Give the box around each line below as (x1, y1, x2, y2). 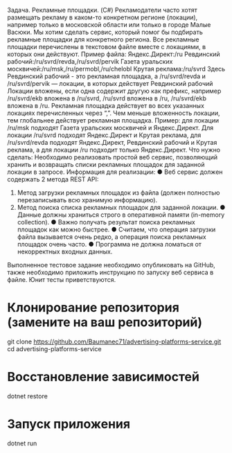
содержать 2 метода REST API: (7, 175, 99, 183)
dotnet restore (7, 391, 48, 400)
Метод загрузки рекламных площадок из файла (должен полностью (17, 188, 220, 197)
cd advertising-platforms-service (7, 344, 102, 353)
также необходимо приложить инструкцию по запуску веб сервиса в (7, 268, 214, 276)
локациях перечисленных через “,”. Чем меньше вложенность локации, (7, 109, 220, 117)
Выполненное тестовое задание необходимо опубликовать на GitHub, (7, 261, 216, 269)
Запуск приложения (7, 416, 130, 432)
